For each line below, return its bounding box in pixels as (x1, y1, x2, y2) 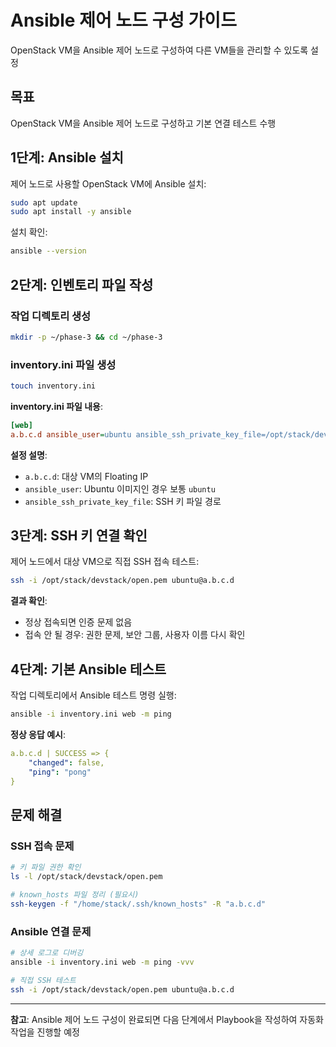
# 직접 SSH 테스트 (10, 975, 77, 985)
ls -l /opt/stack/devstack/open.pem (10, 872, 163, 882)
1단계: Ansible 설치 (10, 149, 124, 166)
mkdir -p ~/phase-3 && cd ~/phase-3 (10, 332, 163, 342)
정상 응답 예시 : (10, 729, 66, 741)
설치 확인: (10, 226, 48, 238)
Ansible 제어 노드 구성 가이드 (10, 9, 237, 32)
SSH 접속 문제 (10, 839, 75, 853)
